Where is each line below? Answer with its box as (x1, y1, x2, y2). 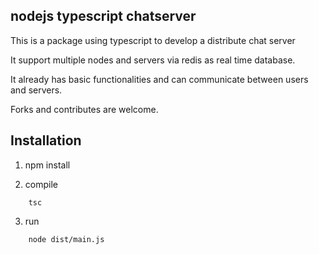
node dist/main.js (28, 234, 105, 244)
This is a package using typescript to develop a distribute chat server (10, 34, 296, 46)
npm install (24, 159, 71, 171)
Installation (10, 132, 82, 149)
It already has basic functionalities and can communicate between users (10, 73, 309, 85)
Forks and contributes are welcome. (10, 103, 159, 115)
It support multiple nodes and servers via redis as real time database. (10, 54, 296, 66)
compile (24, 178, 58, 190)
